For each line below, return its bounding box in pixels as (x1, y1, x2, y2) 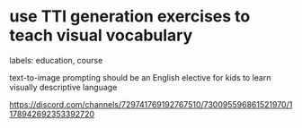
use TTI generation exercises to (9, 6, 251, 27)
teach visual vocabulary (9, 25, 193, 46)
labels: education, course (9, 55, 103, 65)
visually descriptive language (9, 81, 118, 92)
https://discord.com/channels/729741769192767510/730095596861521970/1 (9, 98, 293, 109)
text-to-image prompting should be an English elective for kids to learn (9, 72, 271, 82)
